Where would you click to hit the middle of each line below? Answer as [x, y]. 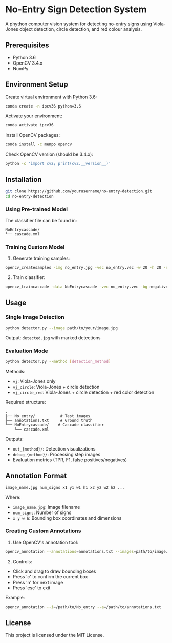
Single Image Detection [35, 317]
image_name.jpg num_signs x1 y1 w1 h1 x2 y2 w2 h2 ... [65, 487]
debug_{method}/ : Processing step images [57, 454]
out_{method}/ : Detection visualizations [54, 448]
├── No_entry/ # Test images [48, 416]
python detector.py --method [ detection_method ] [58, 361]
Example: [15, 597]
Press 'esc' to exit [31, 588]
